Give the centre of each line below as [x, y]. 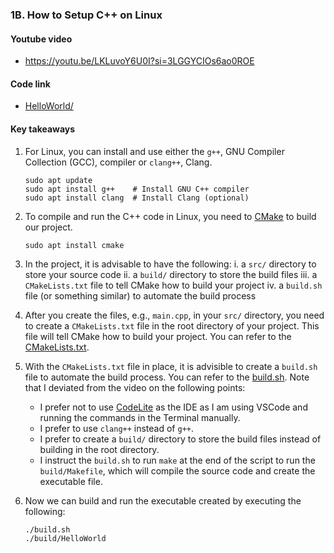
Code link [30, 84]
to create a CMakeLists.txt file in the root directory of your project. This [172, 325]
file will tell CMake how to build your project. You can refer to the [158, 336]
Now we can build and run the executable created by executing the [163, 500]
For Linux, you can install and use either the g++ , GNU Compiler [154, 151]
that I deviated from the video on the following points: [135, 387]
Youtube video [41, 39]
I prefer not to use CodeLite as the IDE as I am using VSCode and [173, 407]
